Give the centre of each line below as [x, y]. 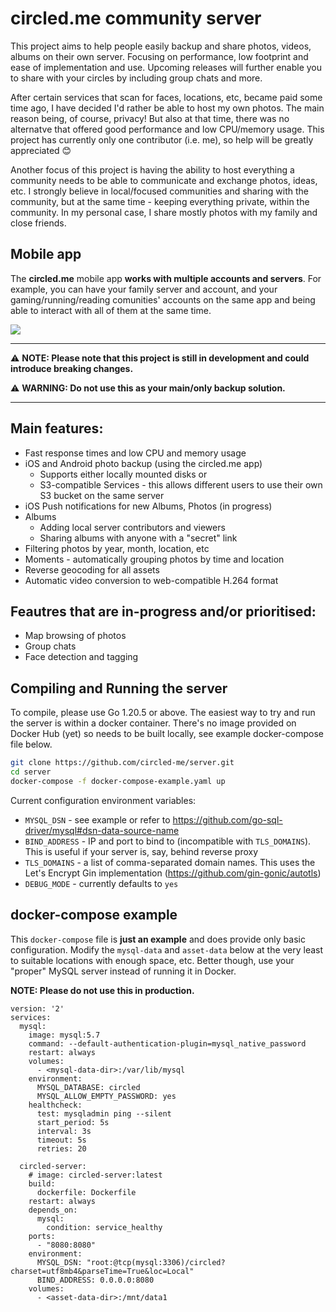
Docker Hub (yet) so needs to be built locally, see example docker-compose [167, 734]
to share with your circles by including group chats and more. [136, 78]
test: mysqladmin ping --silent [104, 1113]
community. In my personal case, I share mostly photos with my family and [164, 212]
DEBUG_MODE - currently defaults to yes [101, 883]
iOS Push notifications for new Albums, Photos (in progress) [148, 506]
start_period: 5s [73, 1122]
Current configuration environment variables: [103, 800]
